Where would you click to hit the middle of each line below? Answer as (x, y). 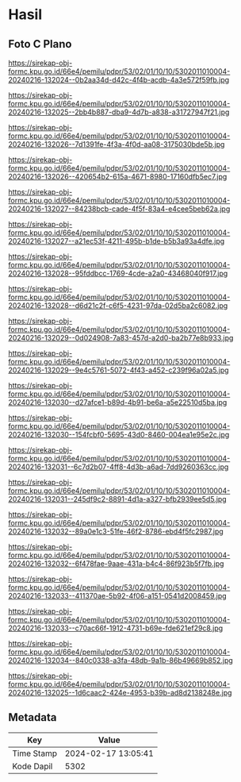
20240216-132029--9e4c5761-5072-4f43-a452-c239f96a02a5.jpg (119, 370)
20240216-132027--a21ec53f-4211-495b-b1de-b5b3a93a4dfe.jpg (117, 241)
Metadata (33, 717)
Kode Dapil (33, 766)
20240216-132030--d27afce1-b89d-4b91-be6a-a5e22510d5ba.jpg (118, 402)
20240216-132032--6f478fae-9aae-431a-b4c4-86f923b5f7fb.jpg (116, 564)
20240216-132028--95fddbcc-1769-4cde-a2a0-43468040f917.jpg (118, 273)
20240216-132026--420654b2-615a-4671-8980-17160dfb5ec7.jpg (118, 177)
